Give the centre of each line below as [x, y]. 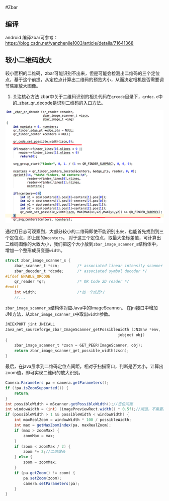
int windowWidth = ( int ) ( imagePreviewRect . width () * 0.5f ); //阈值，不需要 [84, 409]
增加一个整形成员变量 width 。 [35, 250]
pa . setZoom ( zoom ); [43, 478]
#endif [12, 287]
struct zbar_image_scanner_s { [38, 260]
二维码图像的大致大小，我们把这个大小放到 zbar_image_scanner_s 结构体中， [83, 244]
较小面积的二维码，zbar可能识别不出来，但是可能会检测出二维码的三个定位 [82, 73]
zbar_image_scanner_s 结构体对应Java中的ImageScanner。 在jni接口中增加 [82, 308]
